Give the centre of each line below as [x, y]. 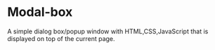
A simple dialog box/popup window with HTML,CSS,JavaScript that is [108, 31]
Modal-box [40, 12]
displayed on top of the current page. [61, 38]
